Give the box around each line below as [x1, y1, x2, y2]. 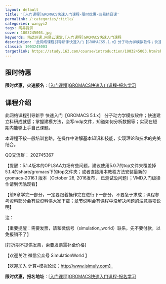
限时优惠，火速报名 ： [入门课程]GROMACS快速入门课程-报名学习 [5, 82, 136, 88]
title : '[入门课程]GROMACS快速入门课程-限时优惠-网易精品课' [5, 12, 120, 17]
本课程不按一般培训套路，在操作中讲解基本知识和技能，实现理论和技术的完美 [5, 135, 161, 141]
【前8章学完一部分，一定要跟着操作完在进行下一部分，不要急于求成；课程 [5, 192, 155, 198]
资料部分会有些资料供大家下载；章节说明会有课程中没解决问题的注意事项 [9, 198, 157, 204]
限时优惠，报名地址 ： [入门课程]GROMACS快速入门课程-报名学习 [5, 274, 136, 280]
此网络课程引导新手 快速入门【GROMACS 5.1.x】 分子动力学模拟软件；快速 [5, 113, 157, 118]
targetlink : [5, 49, 30, 54]
